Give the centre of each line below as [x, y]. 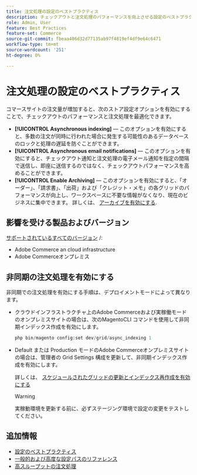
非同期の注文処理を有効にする [60, 277]
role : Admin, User [28, 22]
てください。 [30, 416]
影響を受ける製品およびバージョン [68, 222]
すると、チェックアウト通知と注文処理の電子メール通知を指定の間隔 [107, 158]
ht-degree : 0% [23, 55]
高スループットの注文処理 [45, 466]
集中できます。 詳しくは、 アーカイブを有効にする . [96, 202]
